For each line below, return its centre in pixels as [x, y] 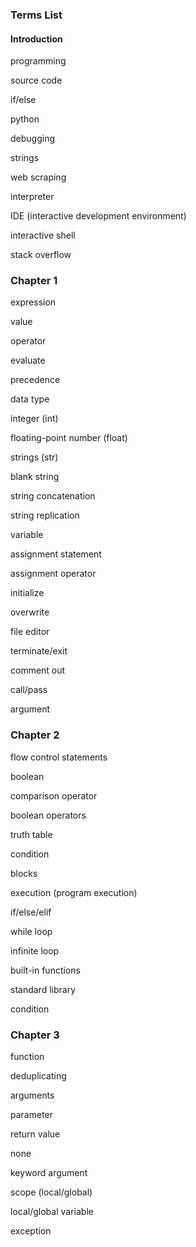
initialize [27, 593]
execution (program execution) [74, 892]
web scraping [38, 177]
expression [33, 302]
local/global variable [52, 1212]
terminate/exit [39, 651]
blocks [24, 873]
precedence [35, 380]
